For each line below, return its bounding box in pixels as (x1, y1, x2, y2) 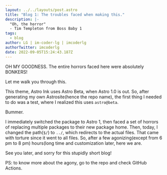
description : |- (5, 17, 39, 22)
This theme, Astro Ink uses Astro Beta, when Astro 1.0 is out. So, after (5, 88, 149, 94)
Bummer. (5, 109, 24, 115)
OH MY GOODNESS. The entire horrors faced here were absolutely (5, 64, 144, 70)
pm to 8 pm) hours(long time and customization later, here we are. (5, 140, 142, 146)
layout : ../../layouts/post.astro (5, 7, 78, 13)
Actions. (5, 165, 23, 171)
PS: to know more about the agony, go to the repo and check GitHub (5, 159, 147, 165)
